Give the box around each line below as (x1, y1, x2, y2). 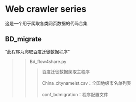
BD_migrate (5, 35, 42, 43)
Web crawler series (5, 3, 87, 15)
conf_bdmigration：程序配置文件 (42, 91, 109, 97)
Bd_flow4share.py (29, 58, 67, 65)
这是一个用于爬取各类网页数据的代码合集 (5, 20, 88, 26)
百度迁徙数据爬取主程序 (42, 68, 90, 74)
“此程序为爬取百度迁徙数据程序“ (5, 48, 70, 55)
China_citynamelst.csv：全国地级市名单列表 (42, 80, 132, 86)
